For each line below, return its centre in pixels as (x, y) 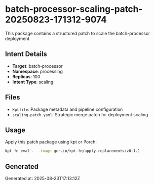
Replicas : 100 (26, 76)
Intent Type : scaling (33, 82)
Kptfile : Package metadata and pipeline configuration (68, 109)
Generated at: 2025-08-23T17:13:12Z (43, 179)
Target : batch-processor (38, 66)
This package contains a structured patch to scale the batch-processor (78, 33)
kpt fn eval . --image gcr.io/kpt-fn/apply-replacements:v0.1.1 (73, 151)
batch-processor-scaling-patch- (74, 9)
